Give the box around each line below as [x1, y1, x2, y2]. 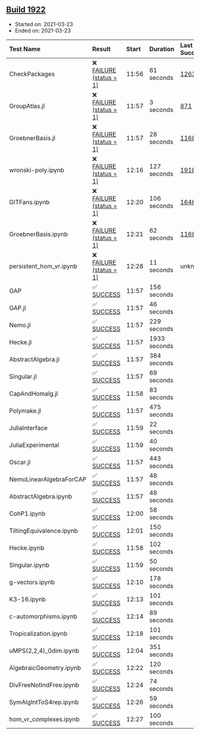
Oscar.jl [9, 458, 31, 466]
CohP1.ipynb [9, 509, 46, 517]
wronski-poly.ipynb [9, 166, 64, 174]
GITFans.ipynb [9, 198, 50, 206]
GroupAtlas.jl [9, 101, 45, 110]
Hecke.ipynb [9, 544, 45, 552]
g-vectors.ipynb [9, 578, 55, 586]
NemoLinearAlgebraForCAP [9, 475, 87, 483]
